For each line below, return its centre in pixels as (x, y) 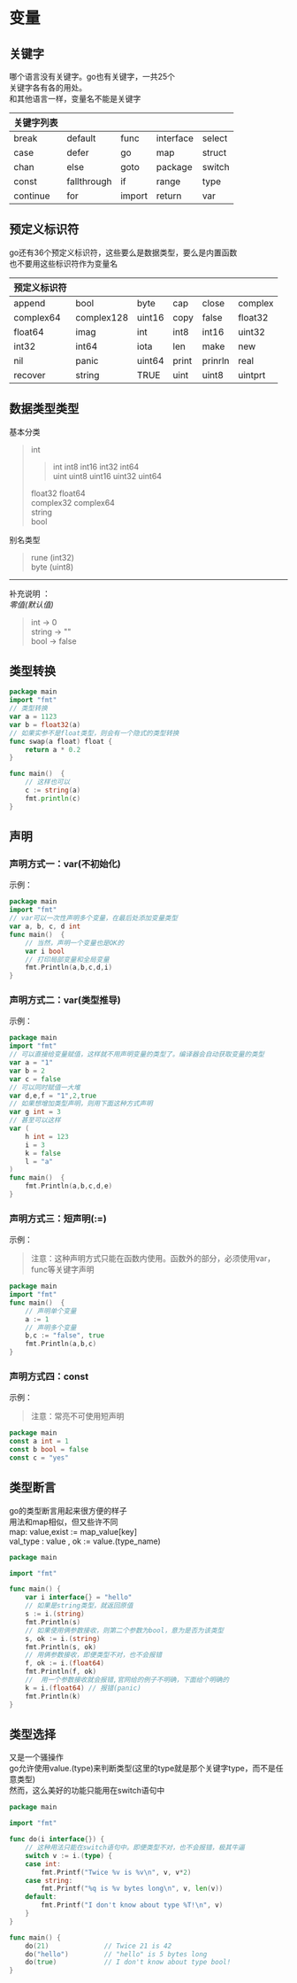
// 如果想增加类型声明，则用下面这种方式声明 (81, 1104)
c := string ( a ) (53, 790)
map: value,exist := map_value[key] (73, 1531)
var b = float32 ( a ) (45, 724)
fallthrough (89, 181)
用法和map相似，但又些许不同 (64, 1522)
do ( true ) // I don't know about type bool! (128, 1963)
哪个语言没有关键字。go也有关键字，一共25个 (92, 77)
